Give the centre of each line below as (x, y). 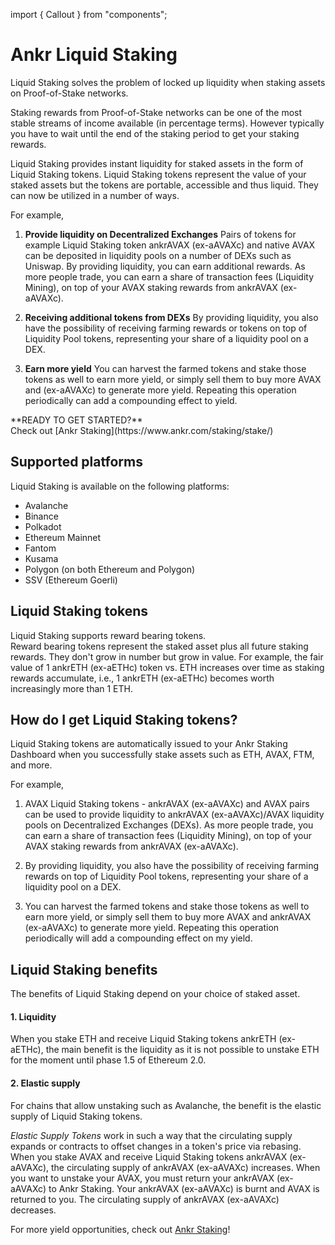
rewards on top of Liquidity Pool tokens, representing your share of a (166, 876)
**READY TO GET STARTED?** (76, 420)
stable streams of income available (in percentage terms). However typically (167, 123)
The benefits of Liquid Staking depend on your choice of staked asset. (155, 994)
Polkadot (43, 526)
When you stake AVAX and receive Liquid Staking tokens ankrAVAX (149, 1156)
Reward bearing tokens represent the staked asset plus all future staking (159, 646)
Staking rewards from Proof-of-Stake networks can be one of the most (156, 112)
